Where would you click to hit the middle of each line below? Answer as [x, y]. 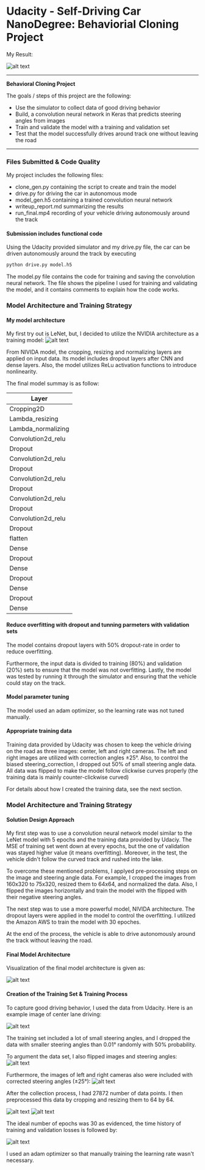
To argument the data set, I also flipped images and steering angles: [92, 1056]
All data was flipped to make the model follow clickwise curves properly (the [102, 771]
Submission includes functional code [54, 234]
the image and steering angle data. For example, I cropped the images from [101, 878]
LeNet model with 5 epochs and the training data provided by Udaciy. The [99, 840]
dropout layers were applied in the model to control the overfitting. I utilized [101, 916]
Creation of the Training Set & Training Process [67, 993]
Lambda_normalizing [39, 429]
